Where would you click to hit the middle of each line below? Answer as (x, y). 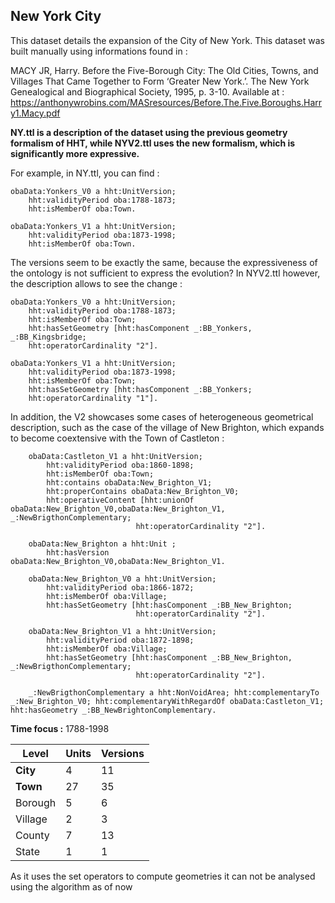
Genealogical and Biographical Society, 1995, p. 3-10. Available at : (147, 91)
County (32, 835)
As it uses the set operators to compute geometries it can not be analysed (163, 876)
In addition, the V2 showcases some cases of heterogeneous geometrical (162, 416)
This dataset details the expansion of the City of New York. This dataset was (167, 40)
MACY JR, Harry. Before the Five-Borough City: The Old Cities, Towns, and (164, 70)
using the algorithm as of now (71, 886)
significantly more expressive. (75, 153)
